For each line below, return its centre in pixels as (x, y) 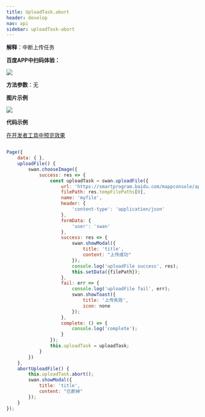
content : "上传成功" (107, 255)
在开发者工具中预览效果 (36, 135)
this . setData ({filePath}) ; (106, 272)
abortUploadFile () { (43, 369)
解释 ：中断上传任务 (31, 47)
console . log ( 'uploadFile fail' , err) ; (121, 289)
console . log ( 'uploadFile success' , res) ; (125, 266)
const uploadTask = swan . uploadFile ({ (99, 181)
